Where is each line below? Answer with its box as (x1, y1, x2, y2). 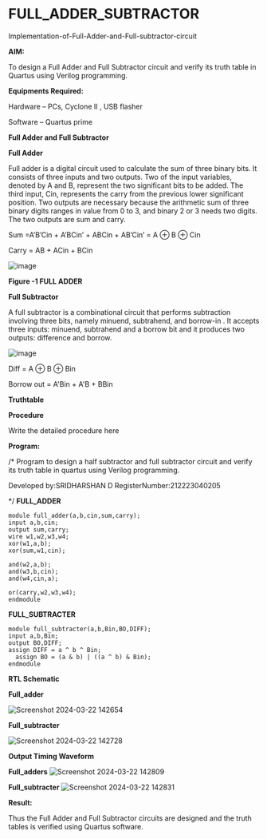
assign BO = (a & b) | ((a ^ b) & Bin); (15, 653, 151, 661)
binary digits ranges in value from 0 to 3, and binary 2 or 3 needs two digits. (8, 205, 257, 216)
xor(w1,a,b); (8, 539, 52, 547)
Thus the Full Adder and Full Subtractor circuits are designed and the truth (8, 813, 253, 823)
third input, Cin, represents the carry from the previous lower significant (8, 189, 245, 198)
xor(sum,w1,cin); (8, 547, 66, 555)
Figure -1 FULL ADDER (8, 276, 83, 286)
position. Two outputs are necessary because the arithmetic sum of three (8, 197, 249, 207)
